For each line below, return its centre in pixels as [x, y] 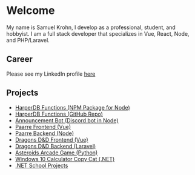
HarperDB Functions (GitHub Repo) [59, 114]
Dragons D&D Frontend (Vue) [52, 139]
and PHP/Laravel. [28, 40]
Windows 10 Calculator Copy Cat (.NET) [65, 159]
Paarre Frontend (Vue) [43, 127]
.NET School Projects [41, 165]
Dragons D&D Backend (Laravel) [55, 146]
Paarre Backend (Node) [45, 133]
